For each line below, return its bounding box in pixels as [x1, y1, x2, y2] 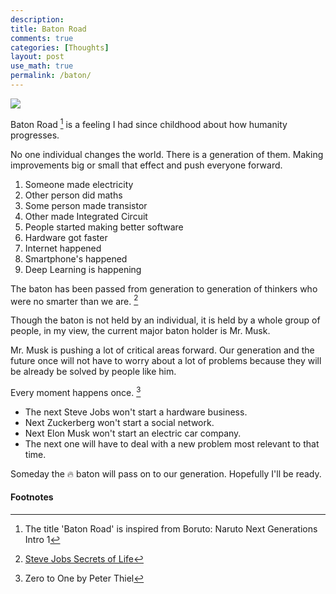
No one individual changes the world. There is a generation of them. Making [10, 148, 324, 160]
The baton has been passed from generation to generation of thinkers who [10, 282, 318, 295]
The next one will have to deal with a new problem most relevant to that [24, 437, 320, 450]
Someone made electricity [24, 178, 134, 190]
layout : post [10, 52, 65, 62]
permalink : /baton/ [10, 71, 92, 81]
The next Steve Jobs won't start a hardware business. [24, 406, 248, 418]
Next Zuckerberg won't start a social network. [24, 416, 215, 428]
